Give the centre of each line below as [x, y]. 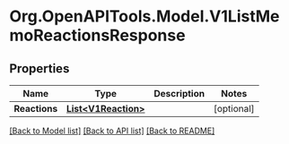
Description [179, 93]
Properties [39, 68]
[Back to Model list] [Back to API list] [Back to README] [112, 131]
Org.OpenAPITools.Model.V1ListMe [144, 17]
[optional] [234, 109]
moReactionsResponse [97, 35]
